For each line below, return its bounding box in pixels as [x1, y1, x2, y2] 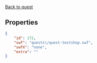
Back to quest [5, 4, 33, 10]
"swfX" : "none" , [14, 44, 48, 50]
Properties [5, 18, 38, 26]
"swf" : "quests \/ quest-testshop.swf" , [14, 40, 93, 45]
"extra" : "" [14, 49, 38, 54]
